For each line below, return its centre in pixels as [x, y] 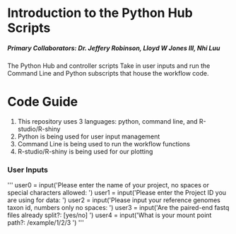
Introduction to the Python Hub [100, 13]
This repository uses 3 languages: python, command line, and [107, 122]
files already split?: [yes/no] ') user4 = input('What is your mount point [110, 215]
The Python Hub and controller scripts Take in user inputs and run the [109, 66]
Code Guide [43, 102]
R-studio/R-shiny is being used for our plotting [85, 152]
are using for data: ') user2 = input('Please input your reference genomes [114, 200]
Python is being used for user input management [89, 136]
